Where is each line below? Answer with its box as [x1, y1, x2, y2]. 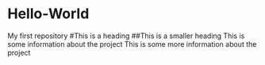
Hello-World [7, 5, 90, 23]
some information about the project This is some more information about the [7, 39, 257, 48]
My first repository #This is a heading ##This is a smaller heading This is [7, 31, 245, 40]
